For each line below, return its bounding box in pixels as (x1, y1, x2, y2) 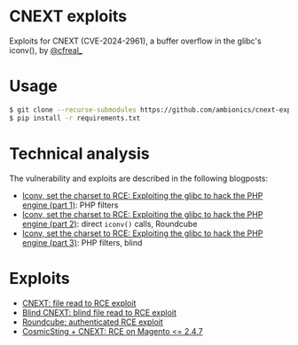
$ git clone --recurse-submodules (9, 105, 137, 114)
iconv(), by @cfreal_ (9, 44, 82, 55)
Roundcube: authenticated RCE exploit (21, 317, 164, 327)
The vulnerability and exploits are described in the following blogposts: (9, 173, 269, 184)
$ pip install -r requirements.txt (9, 114, 141, 122)
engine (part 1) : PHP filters (21, 200, 119, 210)
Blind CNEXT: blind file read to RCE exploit (21, 307, 177, 318)
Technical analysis (9, 144, 150, 163)
